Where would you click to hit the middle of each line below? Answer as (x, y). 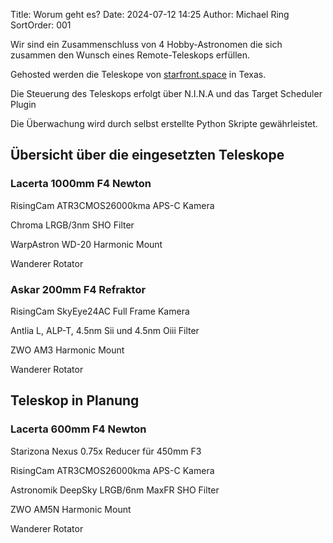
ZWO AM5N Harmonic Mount (71, 509)
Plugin (23, 104)
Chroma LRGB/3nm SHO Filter (72, 225)
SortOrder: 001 (41, 25)
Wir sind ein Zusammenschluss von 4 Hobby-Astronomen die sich (146, 44)
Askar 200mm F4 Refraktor (78, 289)
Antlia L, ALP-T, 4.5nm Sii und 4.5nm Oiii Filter (105, 330)
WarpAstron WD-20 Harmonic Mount (86, 244)
